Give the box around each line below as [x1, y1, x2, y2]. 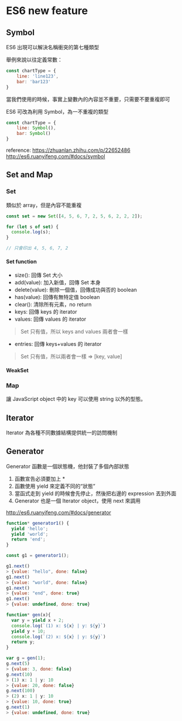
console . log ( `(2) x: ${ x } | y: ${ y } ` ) [11, 634, 107, 640]
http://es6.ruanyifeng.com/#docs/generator [6, 509, 111, 516]
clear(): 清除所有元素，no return [14, 301, 92, 308]
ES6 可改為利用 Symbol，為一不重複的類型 [6, 108, 109, 115]
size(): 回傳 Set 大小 [14, 271, 63, 279]
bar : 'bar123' [16, 79, 51, 84]
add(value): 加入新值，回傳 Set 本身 [14, 279, 101, 286]
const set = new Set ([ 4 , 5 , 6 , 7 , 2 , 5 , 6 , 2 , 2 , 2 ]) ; [6, 213, 143, 219]
